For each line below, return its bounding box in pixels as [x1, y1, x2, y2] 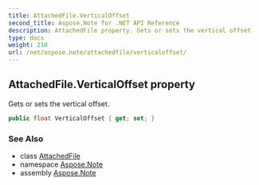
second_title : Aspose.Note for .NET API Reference [8, 19, 180, 27]
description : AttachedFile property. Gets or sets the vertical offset [8, 26, 251, 34]
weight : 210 [8, 41, 48, 49]
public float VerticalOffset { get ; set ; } [8, 114, 155, 122]
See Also [8, 133, 44, 144]
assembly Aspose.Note [19, 168, 96, 177]
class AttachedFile [19, 151, 81, 160]
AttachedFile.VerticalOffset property [8, 78, 195, 91]
